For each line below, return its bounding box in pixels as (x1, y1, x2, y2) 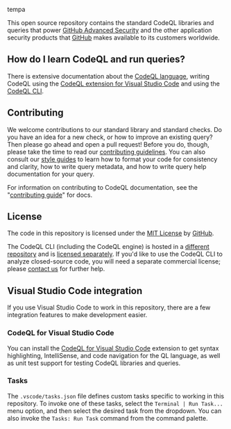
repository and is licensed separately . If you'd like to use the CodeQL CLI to (7, 250, 223, 259)
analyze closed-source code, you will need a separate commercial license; (7, 257, 221, 266)
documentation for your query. (7, 170, 95, 178)
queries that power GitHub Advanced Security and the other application (7, 26, 212, 34)
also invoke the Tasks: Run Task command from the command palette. (7, 414, 208, 422)
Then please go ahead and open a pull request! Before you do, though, (7, 140, 209, 148)
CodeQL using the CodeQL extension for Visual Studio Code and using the (7, 79, 220, 88)
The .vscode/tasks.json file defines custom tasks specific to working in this (7, 391, 224, 400)
